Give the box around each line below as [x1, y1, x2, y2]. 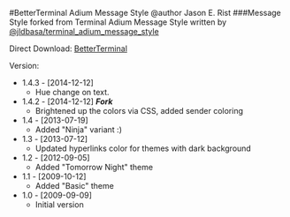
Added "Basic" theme [34, 181, 115, 191]
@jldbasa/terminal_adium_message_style [9, 26, 159, 36]
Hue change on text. [34, 87, 110, 97]
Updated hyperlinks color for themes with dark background [34, 143, 252, 153]
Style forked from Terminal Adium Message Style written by [9, 17, 227, 27]
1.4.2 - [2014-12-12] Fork [21, 96, 113, 107]
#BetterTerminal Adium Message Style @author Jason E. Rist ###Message [9, 8, 281, 18]
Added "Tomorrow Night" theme [34, 162, 153, 172]
